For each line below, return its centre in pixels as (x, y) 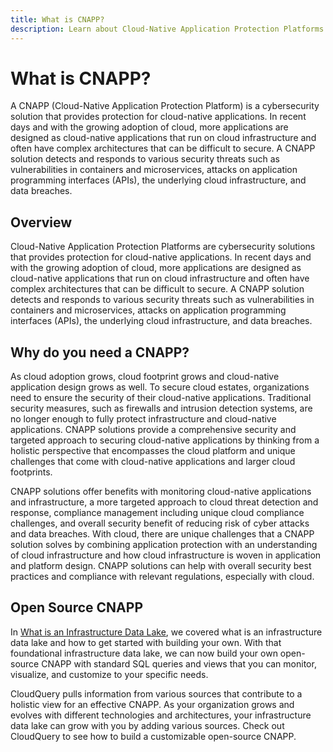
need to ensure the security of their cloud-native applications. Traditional (161, 398)
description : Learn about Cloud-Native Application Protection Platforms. (169, 29)
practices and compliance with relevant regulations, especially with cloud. (162, 577)
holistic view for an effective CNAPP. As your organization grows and (152, 704)
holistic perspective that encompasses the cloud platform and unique (153, 451)
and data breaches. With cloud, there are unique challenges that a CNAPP (162, 534)
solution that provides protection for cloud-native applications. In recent (158, 117)
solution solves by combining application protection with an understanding (164, 545)
